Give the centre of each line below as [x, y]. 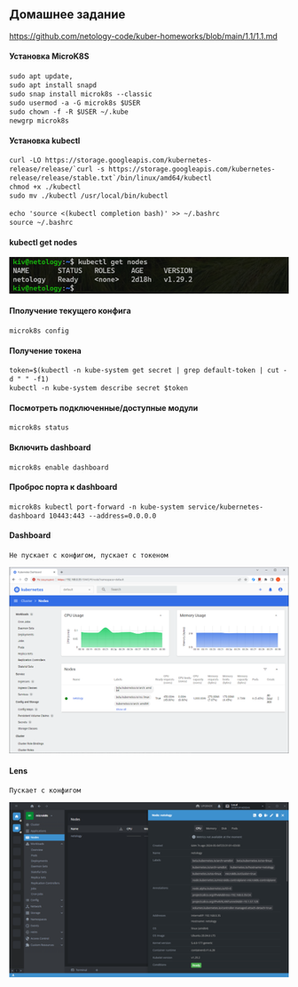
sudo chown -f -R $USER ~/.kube [69, 112]
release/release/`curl [51, 169]
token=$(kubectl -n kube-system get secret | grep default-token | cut [144, 371]
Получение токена [45, 350]
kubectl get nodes [43, 242]
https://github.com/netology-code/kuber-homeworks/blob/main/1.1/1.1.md [143, 36]
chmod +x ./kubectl [45, 187]
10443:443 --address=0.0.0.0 [102, 516]
